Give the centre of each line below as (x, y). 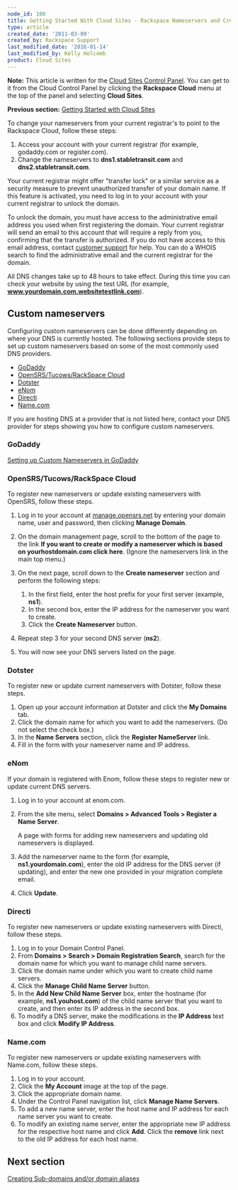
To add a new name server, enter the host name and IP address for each (123, 1109)
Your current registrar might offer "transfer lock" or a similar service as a (113, 180)
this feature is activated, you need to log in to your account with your (108, 195)
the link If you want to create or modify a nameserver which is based (120, 544)
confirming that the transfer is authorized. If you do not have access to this (116, 239)
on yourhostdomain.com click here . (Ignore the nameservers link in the (123, 552)
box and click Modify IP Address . (67, 1024)
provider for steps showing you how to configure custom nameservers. (111, 426)
